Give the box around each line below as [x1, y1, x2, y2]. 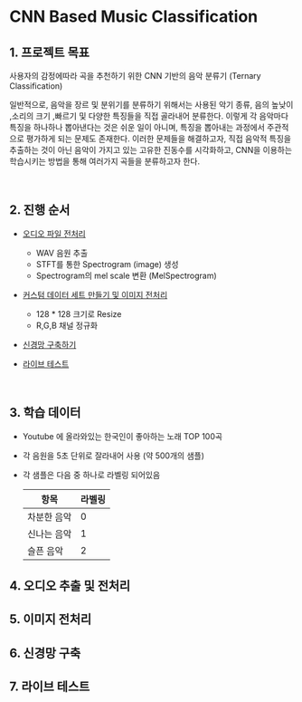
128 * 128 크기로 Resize [35, 308, 122, 319]
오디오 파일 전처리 [22, 228, 86, 239]
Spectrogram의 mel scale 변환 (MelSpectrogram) [35, 270, 217, 281]
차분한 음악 [26, 510, 72, 523]
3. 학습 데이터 [9, 405, 81, 420]
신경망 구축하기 [22, 339, 77, 350]
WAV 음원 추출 [35, 247, 89, 258]
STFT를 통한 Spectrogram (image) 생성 [35, 258, 179, 269]
